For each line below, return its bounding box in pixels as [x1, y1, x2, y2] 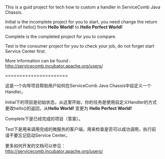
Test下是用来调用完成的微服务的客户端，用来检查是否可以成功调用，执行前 [5, 126, 157, 132]
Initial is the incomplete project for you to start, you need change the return [5, 19, 158, 25]
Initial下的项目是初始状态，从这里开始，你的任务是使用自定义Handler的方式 [5, 99, 157, 105]
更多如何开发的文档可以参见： [5, 143, 66, 149]
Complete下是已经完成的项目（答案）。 [5, 116, 83, 122]
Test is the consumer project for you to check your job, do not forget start [5, 43, 155, 49]
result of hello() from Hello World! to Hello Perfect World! [5, 24, 123, 30]
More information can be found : [5, 58, 71, 63]
